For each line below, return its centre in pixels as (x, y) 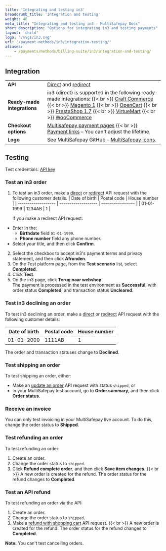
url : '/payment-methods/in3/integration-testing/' (58, 42)
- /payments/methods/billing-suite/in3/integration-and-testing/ (83, 51)
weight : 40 (16, 19)
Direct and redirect (69, 85)
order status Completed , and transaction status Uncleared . (73, 290)
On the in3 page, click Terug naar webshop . (57, 280)
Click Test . (23, 275)
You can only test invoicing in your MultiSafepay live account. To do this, (79, 420)
